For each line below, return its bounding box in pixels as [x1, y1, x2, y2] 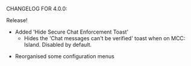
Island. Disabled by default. [23, 41, 92, 48]
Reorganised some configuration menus [14, 53, 114, 59]
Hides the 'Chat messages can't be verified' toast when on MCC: [23, 35, 186, 41]
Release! [6, 17, 28, 23]
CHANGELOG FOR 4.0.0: [6, 5, 67, 12]
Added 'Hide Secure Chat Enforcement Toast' [14, 28, 129, 35]
